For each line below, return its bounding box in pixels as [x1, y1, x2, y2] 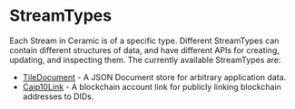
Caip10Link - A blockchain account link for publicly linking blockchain [22, 81, 281, 92]
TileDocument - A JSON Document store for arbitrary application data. [22, 71, 287, 82]
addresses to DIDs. [22, 91, 94, 102]
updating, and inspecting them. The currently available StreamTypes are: [9, 54, 281, 65]
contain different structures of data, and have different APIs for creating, [9, 44, 280, 55]
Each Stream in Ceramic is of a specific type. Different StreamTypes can [9, 35, 280, 46]
